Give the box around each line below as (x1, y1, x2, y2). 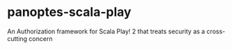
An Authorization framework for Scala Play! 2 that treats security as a (7, 27, 206, 35)
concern (28, 34, 53, 42)
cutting (7, 34, 28, 42)
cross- (206, 27, 226, 35)
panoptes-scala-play (7, 4, 132, 20)
